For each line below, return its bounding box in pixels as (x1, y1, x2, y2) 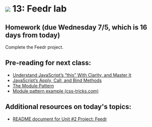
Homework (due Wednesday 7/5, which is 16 (5, 23, 147, 32)
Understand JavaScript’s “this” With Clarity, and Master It (12, 72, 132, 78)
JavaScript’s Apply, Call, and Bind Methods (12, 77, 102, 83)
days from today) (5, 31, 60, 39)
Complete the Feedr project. (5, 44, 64, 50)
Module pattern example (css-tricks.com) (12, 88, 99, 94)
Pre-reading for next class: (5, 59, 92, 67)
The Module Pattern (12, 82, 54, 88)
